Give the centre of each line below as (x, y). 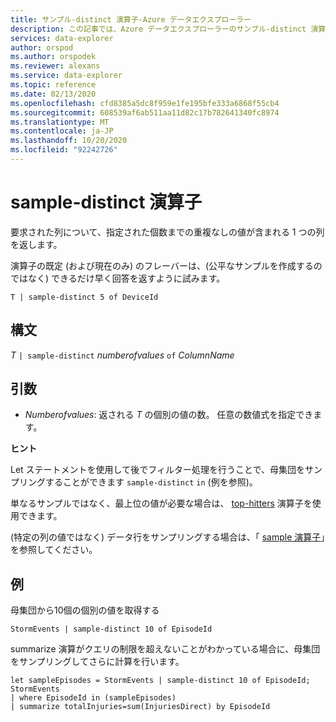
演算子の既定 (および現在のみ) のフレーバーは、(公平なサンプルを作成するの (166, 265)
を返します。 (36, 244)
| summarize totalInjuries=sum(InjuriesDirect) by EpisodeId (140, 707)
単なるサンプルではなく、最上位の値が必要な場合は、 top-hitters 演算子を (161, 503)
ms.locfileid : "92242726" (64, 150)
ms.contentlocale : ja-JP (62, 131)
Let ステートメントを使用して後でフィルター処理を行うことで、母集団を (157, 470)
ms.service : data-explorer (66, 76)
